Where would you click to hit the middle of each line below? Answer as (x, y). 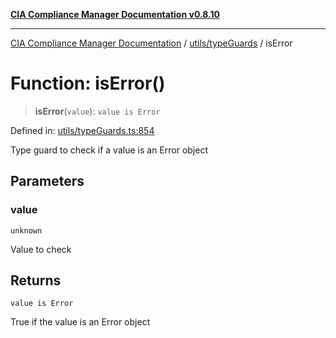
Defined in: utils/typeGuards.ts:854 (82, 130)
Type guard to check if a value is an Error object (109, 150)
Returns (36, 280)
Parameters (47, 181)
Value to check (41, 249)
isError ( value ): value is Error (97, 111)
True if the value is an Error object (80, 322)
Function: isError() (88, 83)
